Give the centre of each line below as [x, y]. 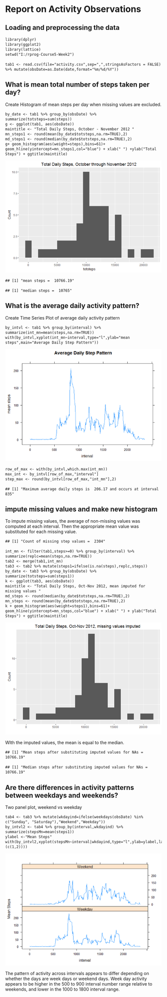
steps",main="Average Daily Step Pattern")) [52, 342]
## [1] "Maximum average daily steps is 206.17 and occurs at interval [82, 489]
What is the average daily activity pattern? [72, 306]
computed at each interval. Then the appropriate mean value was [72, 527]
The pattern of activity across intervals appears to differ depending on [77, 974]
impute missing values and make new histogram [82, 509]
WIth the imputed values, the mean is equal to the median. [65, 743]
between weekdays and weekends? [62, 795]
